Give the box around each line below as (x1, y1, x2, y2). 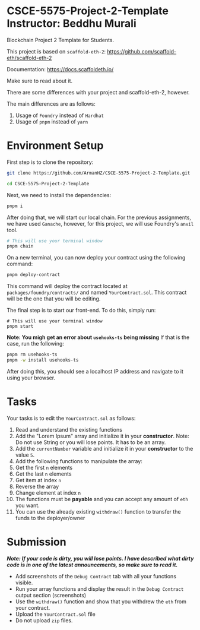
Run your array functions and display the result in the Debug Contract (15, 585, 184, 592)
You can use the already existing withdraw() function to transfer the (15, 508, 181, 515)
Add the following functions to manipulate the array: (15, 457, 143, 464)
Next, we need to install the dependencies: (7, 191, 112, 198)
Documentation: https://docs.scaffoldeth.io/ (7, 65, 114, 72)
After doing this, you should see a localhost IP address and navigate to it (7, 368, 183, 375)
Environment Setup (7, 139, 104, 153)
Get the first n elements (15, 464, 73, 471)
